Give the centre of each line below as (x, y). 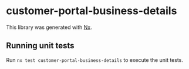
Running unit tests (40, 46)
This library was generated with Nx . (49, 27)
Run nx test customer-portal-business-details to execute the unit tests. (95, 60)
